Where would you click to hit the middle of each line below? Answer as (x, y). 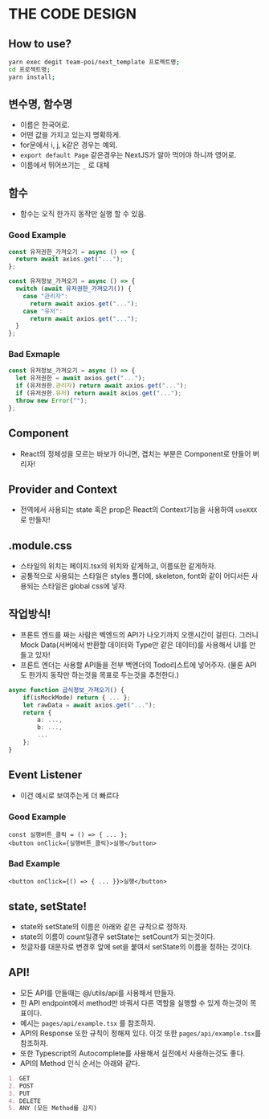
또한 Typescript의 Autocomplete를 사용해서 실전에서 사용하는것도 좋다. (132, 1053)
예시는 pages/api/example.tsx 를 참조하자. (88, 1023)
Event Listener (45, 775)
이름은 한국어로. (45, 125)
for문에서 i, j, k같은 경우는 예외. (69, 145)
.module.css (40, 545)
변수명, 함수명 (41, 104)
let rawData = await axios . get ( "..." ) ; (90, 705)
